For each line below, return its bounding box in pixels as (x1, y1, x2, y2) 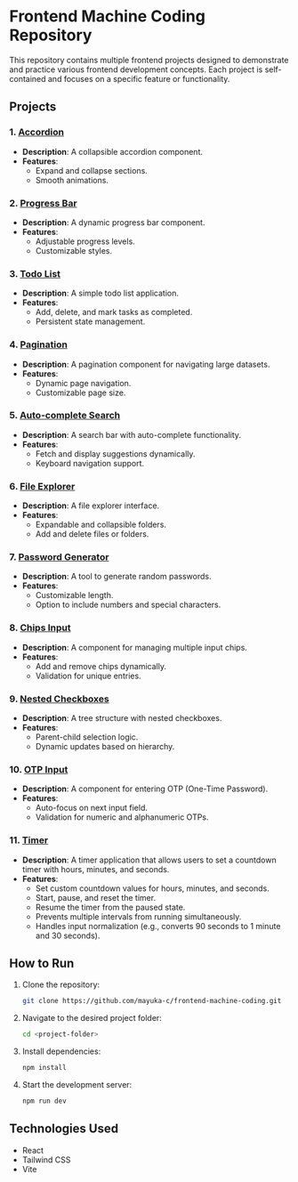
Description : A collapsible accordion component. (21, 146, 203, 157)
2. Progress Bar (9, 197, 77, 209)
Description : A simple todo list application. (21, 287, 180, 299)
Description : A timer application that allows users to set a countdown (21, 854, 278, 865)
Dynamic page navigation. (35, 377, 132, 388)
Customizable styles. (35, 245, 113, 255)
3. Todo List (9, 267, 60, 279)
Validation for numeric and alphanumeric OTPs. (35, 812, 209, 822)
